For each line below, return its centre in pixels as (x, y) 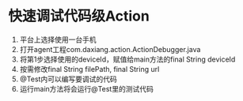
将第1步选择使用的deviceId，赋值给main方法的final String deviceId (127, 59)
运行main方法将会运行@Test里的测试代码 (87, 88)
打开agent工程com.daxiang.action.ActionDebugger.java (110, 49)
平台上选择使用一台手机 (58, 39)
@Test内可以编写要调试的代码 (68, 79)
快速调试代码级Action (79, 16)
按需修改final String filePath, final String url (89, 69)
